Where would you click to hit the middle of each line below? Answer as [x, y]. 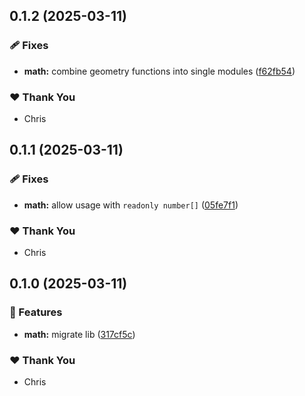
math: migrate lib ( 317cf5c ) [79, 334]
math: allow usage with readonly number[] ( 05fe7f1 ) [131, 205]
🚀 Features [36, 312]
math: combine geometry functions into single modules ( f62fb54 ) [159, 71]
